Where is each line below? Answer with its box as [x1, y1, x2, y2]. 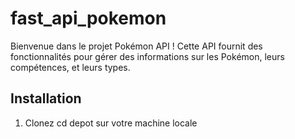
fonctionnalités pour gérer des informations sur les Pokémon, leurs [10, 50, 285, 62]
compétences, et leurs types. [10, 61, 131, 73]
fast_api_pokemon [10, 7, 167, 30]
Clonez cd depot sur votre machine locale [24, 117, 198, 129]
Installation [10, 90, 82, 107]
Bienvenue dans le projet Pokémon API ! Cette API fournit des [10, 40, 263, 52]
